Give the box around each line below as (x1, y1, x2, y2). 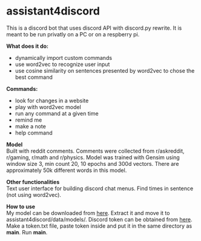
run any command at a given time (15, 110, 99, 117)
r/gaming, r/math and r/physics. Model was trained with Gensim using (6, 153, 180, 161)
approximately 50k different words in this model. (6, 167, 127, 174)
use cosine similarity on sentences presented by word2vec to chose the (15, 67, 195, 74)
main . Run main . (6, 228, 48, 236)
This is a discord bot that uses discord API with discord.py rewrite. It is (6, 24, 182, 31)
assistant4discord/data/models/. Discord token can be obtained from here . (6, 216, 193, 223)
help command (15, 129, 53, 136)
